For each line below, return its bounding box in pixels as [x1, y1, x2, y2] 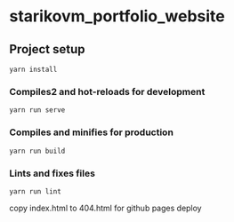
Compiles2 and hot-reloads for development [9, 85, 206, 98]
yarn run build [9, 147, 66, 155]
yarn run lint [9, 186, 62, 196]
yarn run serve [9, 106, 66, 115]
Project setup [9, 42, 86, 57]
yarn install [9, 65, 58, 74]
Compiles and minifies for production [9, 126, 173, 139]
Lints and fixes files [9, 167, 96, 179]
